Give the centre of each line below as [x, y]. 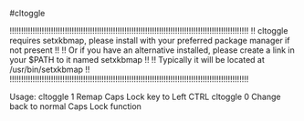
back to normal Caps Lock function [75, 106]
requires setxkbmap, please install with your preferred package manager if [150, 40]
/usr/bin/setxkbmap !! [50, 69]
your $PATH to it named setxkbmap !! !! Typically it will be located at [137, 60]
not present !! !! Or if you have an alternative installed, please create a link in [152, 50]
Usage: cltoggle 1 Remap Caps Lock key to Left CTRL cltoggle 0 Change [145, 96]
